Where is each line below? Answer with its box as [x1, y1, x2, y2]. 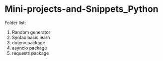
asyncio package [11, 45, 47, 51]
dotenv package [11, 39, 46, 45]
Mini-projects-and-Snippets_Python [4, 3, 159, 15]
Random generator [11, 29, 51, 35]
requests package [11, 50, 49, 56]
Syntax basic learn [11, 34, 50, 40]
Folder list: [4, 20, 26, 26]
